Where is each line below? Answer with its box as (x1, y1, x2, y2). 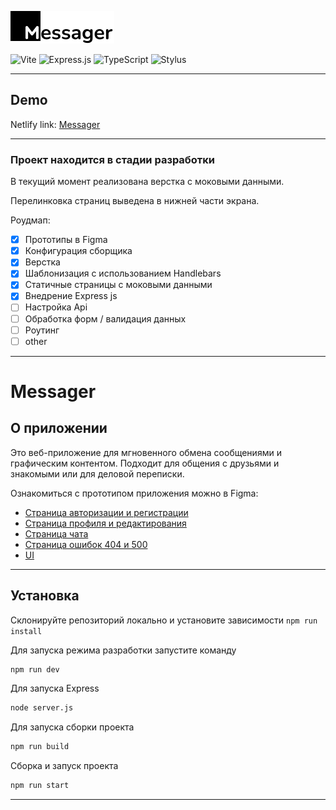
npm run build (10, 742, 70, 752)
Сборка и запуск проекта (10, 760, 119, 772)
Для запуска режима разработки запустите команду (10, 644, 237, 656)
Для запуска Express (10, 682, 100, 695)
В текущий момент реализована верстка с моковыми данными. (10, 176, 285, 188)
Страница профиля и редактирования (24, 517, 187, 529)
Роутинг (24, 324, 60, 336)
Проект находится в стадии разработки (10, 152, 216, 166)
